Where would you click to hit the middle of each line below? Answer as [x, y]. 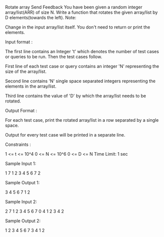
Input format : [19, 42]
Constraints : [18, 144]
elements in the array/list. [31, 86]
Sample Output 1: [22, 183]
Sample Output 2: [23, 221]
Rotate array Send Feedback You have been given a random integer [74, 7]
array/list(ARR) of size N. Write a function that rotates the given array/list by [82, 12]
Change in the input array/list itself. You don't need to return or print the [78, 27]
